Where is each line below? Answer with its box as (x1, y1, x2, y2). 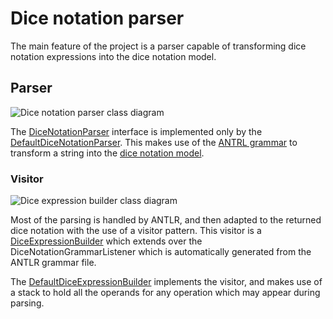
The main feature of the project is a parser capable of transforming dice (10, 40, 307, 52)
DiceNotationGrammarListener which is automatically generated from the (10, 246, 312, 258)
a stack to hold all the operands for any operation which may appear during (10, 287, 321, 299)
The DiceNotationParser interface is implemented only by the (10, 125, 263, 137)
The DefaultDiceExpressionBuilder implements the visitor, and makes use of (10, 276, 323, 288)
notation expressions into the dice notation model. (10, 50, 217, 62)
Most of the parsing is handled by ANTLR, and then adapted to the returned (10, 214, 322, 226)
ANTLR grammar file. (10, 257, 97, 269)
